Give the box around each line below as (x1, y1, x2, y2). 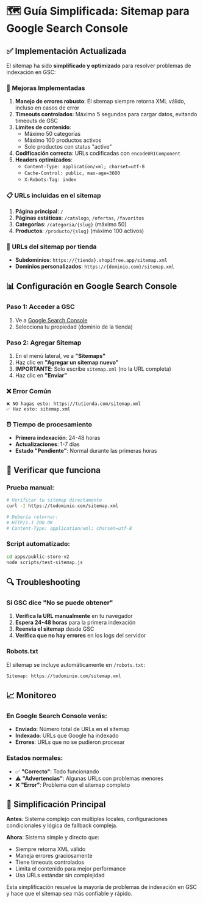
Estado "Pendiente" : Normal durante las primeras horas (15, 447, 157, 455)
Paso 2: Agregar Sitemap (6, 338, 82, 347)
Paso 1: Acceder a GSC (6, 303, 75, 311)
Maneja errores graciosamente (15, 852, 93, 860)
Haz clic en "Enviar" (15, 371, 68, 379)
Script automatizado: (6, 540, 70, 548)
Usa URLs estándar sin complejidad (15, 872, 105, 879)
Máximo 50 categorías (24, 130, 81, 138)
